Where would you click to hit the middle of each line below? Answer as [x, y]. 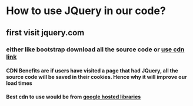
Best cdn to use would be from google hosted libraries [74, 97]
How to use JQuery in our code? [86, 11]
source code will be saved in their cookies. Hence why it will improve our [96, 77]
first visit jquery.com [45, 33]
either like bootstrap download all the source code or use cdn [95, 49]
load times [19, 83]
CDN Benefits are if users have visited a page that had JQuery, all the [92, 71]
